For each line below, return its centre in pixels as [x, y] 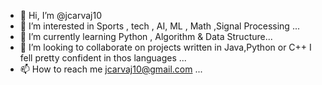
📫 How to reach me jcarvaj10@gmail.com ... [111, 69]
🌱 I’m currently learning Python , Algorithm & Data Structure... [146, 36]
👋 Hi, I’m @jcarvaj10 [60, 15]
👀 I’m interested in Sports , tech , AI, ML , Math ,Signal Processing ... [159, 26]
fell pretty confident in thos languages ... [103, 58]
